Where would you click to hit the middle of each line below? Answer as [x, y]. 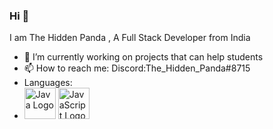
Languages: [48, 83]
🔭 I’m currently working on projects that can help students [143, 57]
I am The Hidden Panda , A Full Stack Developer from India [130, 38]
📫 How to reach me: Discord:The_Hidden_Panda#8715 [137, 68]
